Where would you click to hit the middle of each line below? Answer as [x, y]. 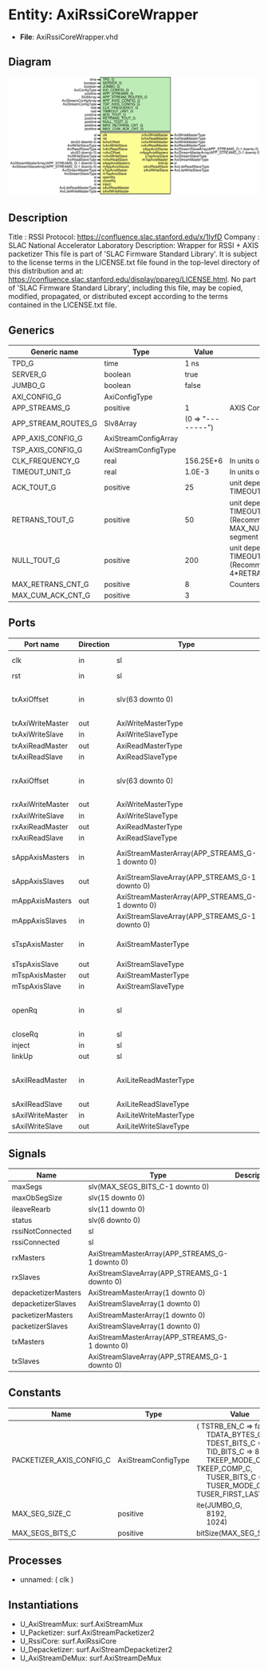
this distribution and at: [46, 271]
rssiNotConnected [41, 1231]
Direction [94, 645]
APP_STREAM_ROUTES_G [55, 423]
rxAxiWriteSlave [38, 815]
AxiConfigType [128, 397]
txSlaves [26, 1360]
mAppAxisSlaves [39, 921]
